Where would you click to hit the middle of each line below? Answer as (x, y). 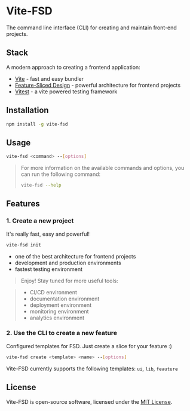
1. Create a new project (40, 221)
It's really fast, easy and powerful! (48, 234)
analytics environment (57, 318)
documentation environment (65, 299)
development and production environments (68, 263)
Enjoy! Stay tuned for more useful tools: (69, 281)
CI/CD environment (53, 292)
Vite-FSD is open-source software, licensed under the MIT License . (89, 401)
